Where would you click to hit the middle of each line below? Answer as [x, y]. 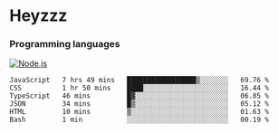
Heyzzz [38, 16]
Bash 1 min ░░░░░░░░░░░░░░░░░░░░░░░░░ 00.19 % [139, 120]
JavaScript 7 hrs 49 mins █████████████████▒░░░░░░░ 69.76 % [139, 81]
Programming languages [65, 44]
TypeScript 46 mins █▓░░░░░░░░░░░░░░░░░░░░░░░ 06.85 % [139, 96]
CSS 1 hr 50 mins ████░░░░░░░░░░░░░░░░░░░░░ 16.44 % [139, 88]
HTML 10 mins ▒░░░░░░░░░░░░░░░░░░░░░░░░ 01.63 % [139, 112]
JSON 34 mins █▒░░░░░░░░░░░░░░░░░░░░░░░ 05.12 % [139, 104]
